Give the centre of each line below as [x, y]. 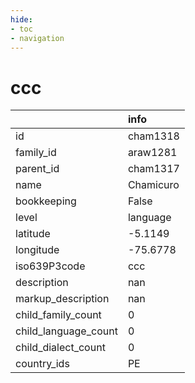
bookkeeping [46, 201]
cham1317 [153, 169]
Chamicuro [153, 185]
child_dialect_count [60, 348]
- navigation [37, 38]
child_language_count [66, 331]
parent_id [37, 169]
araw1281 [152, 153]
